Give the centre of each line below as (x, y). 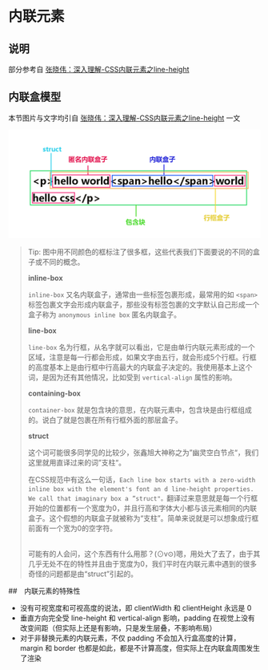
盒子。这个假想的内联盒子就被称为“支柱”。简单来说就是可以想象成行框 (143, 518)
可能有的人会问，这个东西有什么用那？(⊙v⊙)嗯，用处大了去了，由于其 (144, 554)
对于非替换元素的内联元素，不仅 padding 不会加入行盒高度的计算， (130, 638)
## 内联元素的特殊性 (44, 591)
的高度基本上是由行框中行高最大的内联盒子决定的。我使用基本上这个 (140, 367)
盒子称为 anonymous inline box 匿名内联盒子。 (104, 315)
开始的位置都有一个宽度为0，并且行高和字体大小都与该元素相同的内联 (142, 508)
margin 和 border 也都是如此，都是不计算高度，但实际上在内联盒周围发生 (140, 648)
